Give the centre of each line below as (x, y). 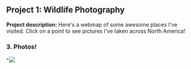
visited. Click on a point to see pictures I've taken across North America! (96, 31)
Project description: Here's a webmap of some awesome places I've (92, 24)
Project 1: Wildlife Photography (66, 10)
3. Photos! (22, 47)
